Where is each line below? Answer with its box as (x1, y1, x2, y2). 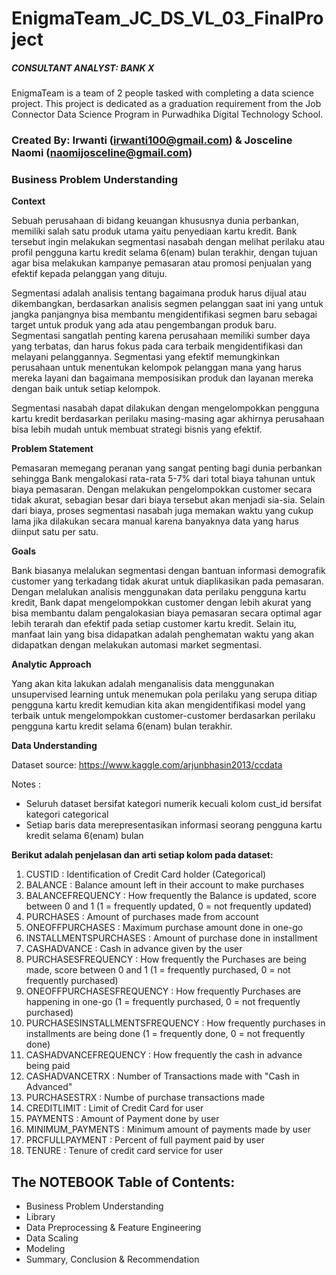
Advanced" (25, 1081, 73, 1093)
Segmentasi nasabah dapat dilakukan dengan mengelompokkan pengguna (11, 402, 320, 414)
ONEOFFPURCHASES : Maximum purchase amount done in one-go (25, 922, 304, 934)
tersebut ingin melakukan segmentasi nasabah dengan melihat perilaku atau (11, 236, 326, 248)
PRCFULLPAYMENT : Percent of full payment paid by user (25, 1134, 265, 1146)
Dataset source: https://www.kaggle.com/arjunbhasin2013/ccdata (11, 759, 283, 771)
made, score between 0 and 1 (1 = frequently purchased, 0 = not (25, 964, 291, 976)
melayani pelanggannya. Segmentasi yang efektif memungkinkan (11, 351, 280, 363)
